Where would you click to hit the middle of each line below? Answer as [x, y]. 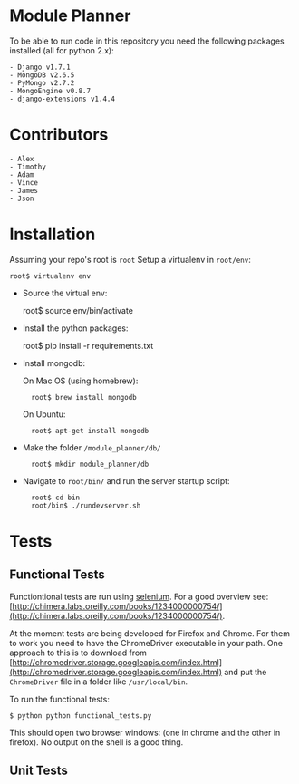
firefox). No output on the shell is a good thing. [96, 742]
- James [24, 190]
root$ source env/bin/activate [78, 310]
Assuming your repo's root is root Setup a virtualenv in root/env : [130, 259]
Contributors [59, 135]
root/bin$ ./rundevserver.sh [86, 505]
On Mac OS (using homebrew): [80, 381]
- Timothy [28, 167]
